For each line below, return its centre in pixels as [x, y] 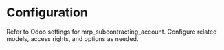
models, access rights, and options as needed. [72, 38]
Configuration [47, 13]
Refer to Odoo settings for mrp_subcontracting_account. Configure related [112, 32]
